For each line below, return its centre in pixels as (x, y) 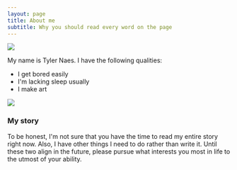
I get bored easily (43, 74)
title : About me (31, 21)
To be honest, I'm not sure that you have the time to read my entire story (112, 136)
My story (23, 121)
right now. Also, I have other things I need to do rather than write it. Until (112, 144)
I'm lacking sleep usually (53, 81)
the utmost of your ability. (45, 159)
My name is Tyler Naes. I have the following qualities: (85, 60)
